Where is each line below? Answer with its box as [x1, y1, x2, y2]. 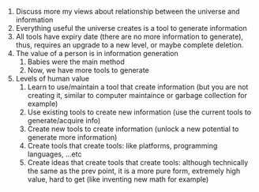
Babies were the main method [27, 57, 125, 66]
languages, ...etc [27, 149, 82, 159]
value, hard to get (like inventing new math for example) [27, 175, 209, 184]
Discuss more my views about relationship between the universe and [15, 7, 240, 16]
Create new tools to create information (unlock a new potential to [27, 124, 239, 134]
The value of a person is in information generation [15, 49, 179, 58]
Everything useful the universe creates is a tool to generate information [15, 24, 247, 32]
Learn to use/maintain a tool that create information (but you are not [27, 82, 249, 92]
